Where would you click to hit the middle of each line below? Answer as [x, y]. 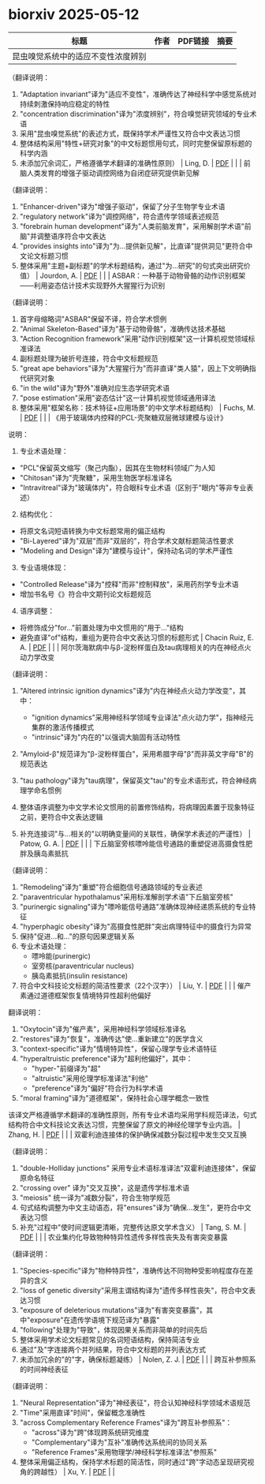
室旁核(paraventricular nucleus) [83, 966]
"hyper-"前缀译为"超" [66, 1068]
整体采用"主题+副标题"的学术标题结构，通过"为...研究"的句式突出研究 [132, 265]
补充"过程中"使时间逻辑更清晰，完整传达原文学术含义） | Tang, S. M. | [133, 1227]
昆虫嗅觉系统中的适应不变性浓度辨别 [80, 56]
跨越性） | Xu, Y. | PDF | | [75, 1471]
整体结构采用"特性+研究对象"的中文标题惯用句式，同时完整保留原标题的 [136, 143]
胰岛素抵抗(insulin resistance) [80, 975]
